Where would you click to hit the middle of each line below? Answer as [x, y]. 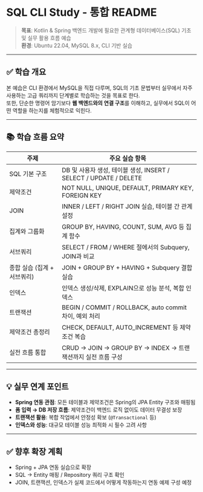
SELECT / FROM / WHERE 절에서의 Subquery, [126, 247]
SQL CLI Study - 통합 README [82, 12]
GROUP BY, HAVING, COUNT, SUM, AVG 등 [123, 226]
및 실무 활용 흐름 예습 [46, 38]
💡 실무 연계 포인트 [37, 386]
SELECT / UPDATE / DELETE [102, 178]
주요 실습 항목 [128, 158]
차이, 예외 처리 [81, 316]
